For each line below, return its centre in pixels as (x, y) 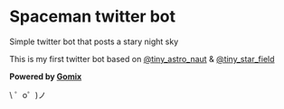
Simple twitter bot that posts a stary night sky (94, 41)
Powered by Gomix (46, 76)
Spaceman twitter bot (93, 17)
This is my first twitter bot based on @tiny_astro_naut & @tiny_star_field (142, 59)
